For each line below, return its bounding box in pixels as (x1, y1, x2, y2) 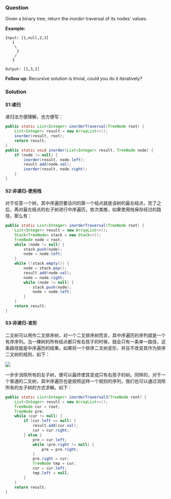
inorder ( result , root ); (14, 134, 65, 139)
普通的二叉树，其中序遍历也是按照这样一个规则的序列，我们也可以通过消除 (9, 378, 166, 384)
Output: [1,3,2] (5, 67, 40, 72)
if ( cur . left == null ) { (23, 418, 76, 424)
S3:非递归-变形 (5, 320, 37, 326)
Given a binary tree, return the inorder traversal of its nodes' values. (5, 16, 148, 22)
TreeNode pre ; (14, 409, 44, 414)
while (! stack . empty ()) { (14, 261, 70, 266)
